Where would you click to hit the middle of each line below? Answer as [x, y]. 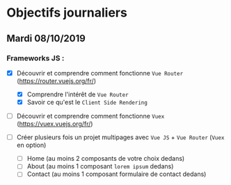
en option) [31, 145]
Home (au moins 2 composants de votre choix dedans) [106, 159]
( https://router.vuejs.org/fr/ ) [56, 80]
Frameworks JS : [35, 58]
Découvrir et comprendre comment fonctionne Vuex [90, 116]
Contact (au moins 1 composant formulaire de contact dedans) [117, 174]
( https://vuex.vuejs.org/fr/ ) [55, 124]
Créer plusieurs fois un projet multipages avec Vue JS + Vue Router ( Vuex [120, 137]
